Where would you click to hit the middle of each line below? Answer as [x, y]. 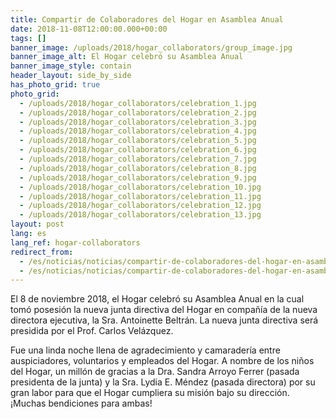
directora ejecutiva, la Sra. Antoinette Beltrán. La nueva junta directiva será [164, 320]
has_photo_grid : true [55, 85]
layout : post [37, 224]
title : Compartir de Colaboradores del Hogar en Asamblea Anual [147, 19]
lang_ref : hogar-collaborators [75, 242]
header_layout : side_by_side [71, 76]
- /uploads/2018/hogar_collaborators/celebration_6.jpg [138, 150]
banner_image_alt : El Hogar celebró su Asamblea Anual [127, 57]
